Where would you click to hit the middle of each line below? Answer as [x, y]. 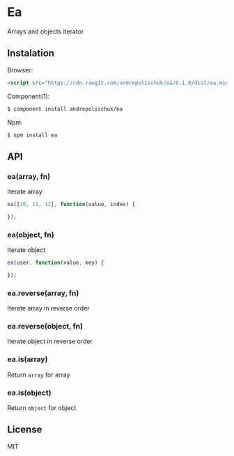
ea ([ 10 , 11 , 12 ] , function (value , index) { [71, 205]
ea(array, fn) [29, 176]
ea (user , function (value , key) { [56, 263]
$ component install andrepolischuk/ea [65, 109]
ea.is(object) [29, 393]
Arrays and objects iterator [46, 31]
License [25, 430]
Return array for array [39, 375]
